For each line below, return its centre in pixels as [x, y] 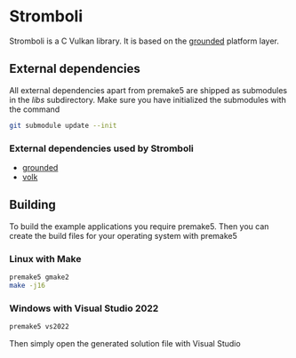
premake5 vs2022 [39, 327]
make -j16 [28, 285]
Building [32, 205]
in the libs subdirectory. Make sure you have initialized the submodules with [148, 99]
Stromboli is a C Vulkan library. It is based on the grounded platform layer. [144, 41]
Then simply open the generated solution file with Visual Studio [125, 343]
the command [35, 109]
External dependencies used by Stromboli [101, 148]
